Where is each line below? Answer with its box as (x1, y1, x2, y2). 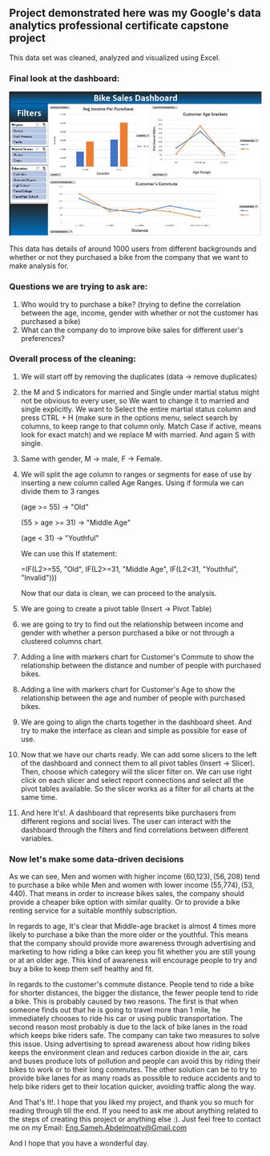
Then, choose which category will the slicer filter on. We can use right (20, 766, 252, 777)
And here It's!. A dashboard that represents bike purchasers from (20, 808, 236, 817)
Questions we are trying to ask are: (9, 281, 148, 292)
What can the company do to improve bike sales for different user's (20, 325, 244, 335)
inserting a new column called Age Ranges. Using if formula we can (20, 477, 244, 488)
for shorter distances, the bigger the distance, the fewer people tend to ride (9, 988, 259, 998)
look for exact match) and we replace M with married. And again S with (20, 429, 256, 440)
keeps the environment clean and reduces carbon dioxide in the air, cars (9, 1048, 248, 1057)
